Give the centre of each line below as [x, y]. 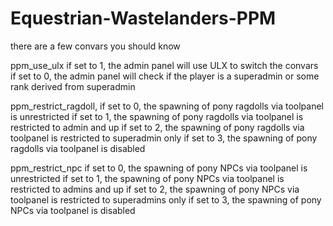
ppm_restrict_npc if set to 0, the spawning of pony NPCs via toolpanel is [159, 168]
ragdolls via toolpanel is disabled [78, 148]
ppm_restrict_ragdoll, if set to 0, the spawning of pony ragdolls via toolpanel [167, 106]
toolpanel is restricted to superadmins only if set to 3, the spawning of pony [166, 199]
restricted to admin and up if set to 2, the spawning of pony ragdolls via [157, 127]
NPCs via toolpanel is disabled [73, 210]
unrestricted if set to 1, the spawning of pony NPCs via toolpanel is [147, 178]
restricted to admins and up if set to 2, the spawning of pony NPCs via [155, 189]
